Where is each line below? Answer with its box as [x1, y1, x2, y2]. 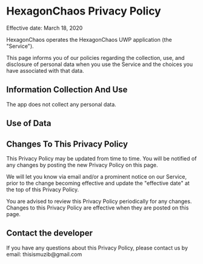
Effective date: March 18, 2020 [6, 24, 83, 31]
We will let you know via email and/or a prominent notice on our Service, [6, 173, 187, 180]
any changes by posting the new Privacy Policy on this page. [6, 161, 159, 168]
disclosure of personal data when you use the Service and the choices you [6, 61, 193, 68]
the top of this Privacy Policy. [6, 186, 79, 193]
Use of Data [6, 118, 52, 128]
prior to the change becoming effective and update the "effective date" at [6, 179, 190, 186]
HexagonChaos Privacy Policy [6, 4, 162, 18]
